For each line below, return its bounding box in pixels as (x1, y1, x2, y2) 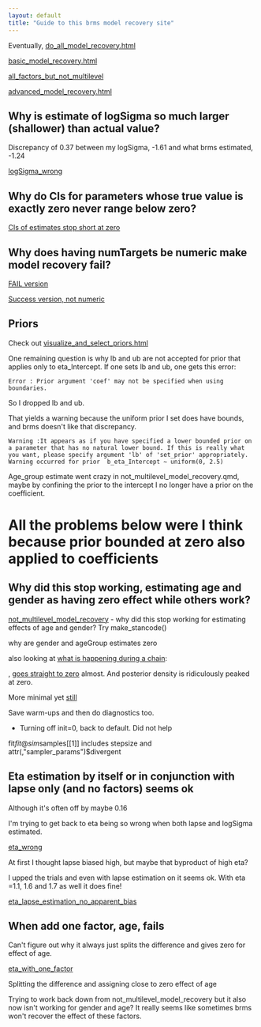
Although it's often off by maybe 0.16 (8, 803, 128, 813)
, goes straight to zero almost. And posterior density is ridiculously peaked (8, 669, 250, 678)
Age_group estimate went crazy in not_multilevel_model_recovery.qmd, (8, 471, 240, 481)
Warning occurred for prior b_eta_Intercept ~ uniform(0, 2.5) (8, 458, 224, 466)
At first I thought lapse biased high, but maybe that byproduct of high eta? (8, 857, 248, 867)
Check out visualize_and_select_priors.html (8, 338, 148, 348)
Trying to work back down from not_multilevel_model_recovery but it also (8, 995, 247, 1004)
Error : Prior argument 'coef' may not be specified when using (8, 377, 224, 385)
